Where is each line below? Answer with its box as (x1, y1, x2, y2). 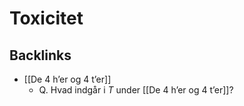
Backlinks (9, 47, 72, 64)
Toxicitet (9, 7, 84, 30)
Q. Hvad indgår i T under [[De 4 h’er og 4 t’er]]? (38, 84, 234, 96)
